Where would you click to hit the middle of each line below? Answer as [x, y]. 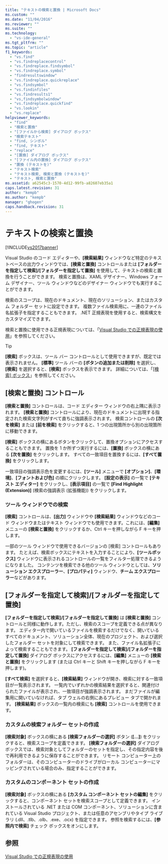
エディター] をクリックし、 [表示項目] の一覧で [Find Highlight [79, 484]
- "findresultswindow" [33, 76]
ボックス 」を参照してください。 [45, 376]
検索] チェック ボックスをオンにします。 [60, 826]
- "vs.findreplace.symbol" [38, 71]
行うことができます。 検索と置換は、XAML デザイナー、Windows [81, 277]
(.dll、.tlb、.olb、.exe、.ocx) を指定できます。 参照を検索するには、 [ [86, 819]
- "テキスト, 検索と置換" [33, 179]
